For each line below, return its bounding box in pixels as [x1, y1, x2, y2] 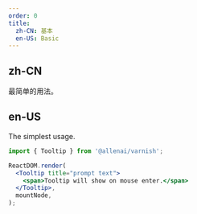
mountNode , [15, 191, 52, 200]
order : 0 [8, 11, 38, 20]
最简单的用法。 [8, 86, 58, 97]
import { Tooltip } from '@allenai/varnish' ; [8, 146, 163, 155]
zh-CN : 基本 [15, 27, 54, 35]
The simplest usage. [8, 131, 76, 141]
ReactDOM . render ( [8, 162, 67, 170]
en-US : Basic [15, 34, 60, 43]
